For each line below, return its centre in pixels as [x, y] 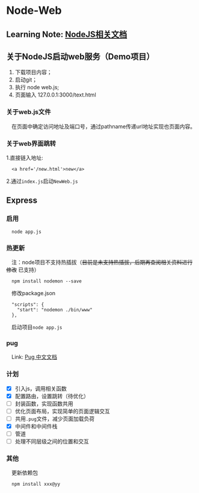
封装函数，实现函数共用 [44, 403]
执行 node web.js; [37, 87]
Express [22, 201]
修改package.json [34, 293]
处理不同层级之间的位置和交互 [52, 441]
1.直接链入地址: [25, 157]
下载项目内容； [33, 72]
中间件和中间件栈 [36, 426]
